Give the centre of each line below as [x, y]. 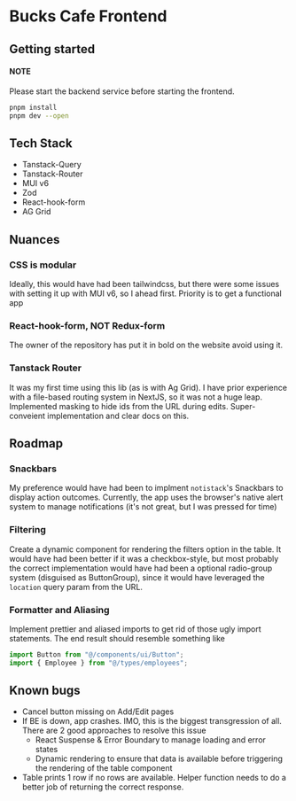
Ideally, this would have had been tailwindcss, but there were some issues [144, 284]
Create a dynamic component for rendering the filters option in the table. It [145, 549]
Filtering [27, 530]
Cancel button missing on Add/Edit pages [98, 712]
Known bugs [45, 691]
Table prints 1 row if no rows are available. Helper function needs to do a [154, 778]
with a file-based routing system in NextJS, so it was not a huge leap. [136, 397]
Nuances [35, 240]
